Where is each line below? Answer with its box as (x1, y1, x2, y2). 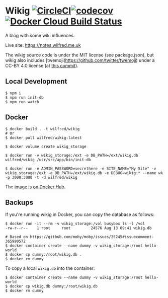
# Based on (5, 235, 28, 240)
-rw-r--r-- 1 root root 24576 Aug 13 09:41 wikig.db (5, 226, 152, 231)
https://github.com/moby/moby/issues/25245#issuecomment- (30, 235, 154, 240)
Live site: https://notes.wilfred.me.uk (5, 42, 81, 48)
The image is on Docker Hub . (5, 184, 66, 190)
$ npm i (5, 91, 22, 96)
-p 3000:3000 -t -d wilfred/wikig (5, 175, 78, 180)
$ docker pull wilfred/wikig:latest (5, 135, 82, 140)
